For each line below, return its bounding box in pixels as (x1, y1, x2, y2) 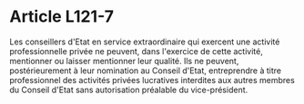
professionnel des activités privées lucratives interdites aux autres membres (9, 74, 296, 85)
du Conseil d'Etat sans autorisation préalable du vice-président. (9, 84, 248, 95)
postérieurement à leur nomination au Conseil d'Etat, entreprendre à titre (9, 65, 282, 76)
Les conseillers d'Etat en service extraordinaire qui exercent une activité (9, 36, 280, 47)
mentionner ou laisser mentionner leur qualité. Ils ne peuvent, (9, 55, 239, 66)
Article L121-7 (9, 6, 114, 27)
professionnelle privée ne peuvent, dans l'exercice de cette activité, (9, 45, 264, 56)
